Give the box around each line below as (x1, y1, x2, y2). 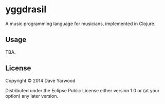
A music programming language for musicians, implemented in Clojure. (5, 20, 156, 27)
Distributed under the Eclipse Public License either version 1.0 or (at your (5, 87, 160, 93)
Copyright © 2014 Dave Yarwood (5, 77, 76, 84)
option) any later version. (5, 93, 58, 99)
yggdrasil (5, 4, 47, 15)
